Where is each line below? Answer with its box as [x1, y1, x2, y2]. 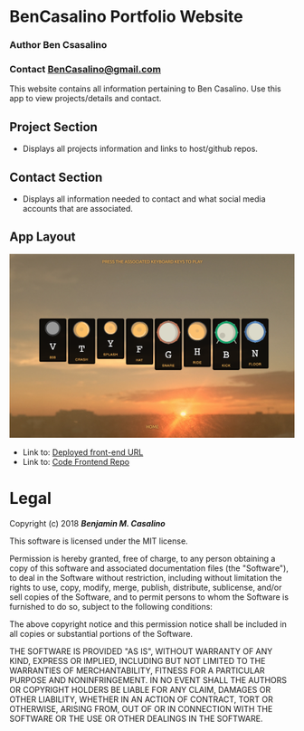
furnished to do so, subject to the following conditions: [9, 602, 213, 612]
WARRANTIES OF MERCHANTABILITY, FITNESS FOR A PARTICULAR [9, 665, 265, 676]
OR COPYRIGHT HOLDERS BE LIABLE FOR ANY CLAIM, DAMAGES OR [9, 685, 271, 696]
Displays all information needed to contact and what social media [22, 194, 266, 204]
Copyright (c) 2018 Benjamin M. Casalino [9, 518, 166, 529]
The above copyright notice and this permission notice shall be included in [9, 619, 287, 630]
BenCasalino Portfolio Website [9, 6, 243, 27]
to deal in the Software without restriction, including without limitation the [9, 573, 282, 584]
